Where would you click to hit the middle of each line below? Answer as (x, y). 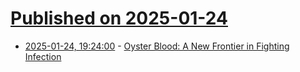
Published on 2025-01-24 (119, 18)
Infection (43, 56)
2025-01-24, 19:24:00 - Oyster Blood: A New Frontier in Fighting (157, 46)
